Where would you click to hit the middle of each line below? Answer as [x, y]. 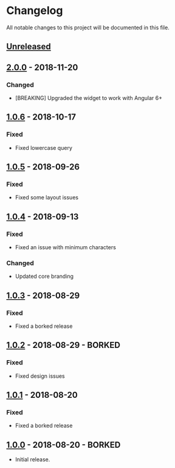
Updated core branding [44, 276]
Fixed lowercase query [44, 147]
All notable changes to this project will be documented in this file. [88, 27]
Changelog [35, 11]
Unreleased [29, 47]
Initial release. [33, 459]
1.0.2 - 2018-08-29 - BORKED [63, 345]
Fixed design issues [40, 376]
